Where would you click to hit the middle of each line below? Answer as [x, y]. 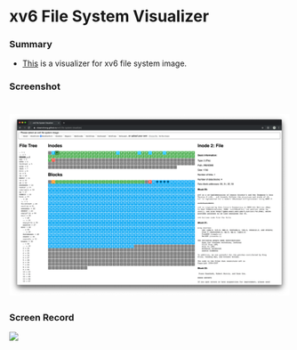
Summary [31, 45]
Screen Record [42, 317]
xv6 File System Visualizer [109, 16]
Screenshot [35, 86]
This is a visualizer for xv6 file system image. [104, 63]
